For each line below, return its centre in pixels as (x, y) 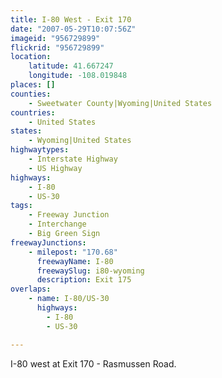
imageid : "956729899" (55, 38)
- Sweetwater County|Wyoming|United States (120, 103)
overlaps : (31, 289)
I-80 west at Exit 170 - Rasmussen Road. (93, 363)
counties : (31, 94)
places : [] (33, 85)
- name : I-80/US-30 (69, 299)
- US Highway (55, 168)
